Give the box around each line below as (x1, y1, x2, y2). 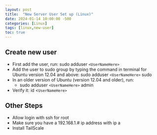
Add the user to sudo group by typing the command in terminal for (12, 66, 147, 72)
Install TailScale (12, 125, 44, 131)
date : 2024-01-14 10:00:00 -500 (5, 16, 71, 21)
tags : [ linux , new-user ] (5, 26, 54, 30)
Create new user (5, 48, 57, 56)
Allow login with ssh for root (12, 114, 69, 120)
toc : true (5, 30, 26, 35)
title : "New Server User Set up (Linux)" (5, 12, 94, 17)
